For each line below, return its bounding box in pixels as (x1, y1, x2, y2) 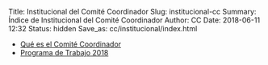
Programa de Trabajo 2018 (19, 48, 109, 57)
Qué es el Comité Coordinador (19, 39, 122, 49)
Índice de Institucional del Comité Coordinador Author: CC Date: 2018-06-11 (8, 15, 261, 25)
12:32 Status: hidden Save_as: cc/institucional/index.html (8, 24, 198, 33)
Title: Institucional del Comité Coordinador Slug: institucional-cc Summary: (8, 7, 257, 16)
